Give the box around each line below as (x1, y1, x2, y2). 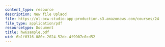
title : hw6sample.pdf (5, 30, 50, 35)
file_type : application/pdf (5, 21, 63, 26)
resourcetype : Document (5, 25, 54, 30)
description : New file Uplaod (5, 12, 67, 17)
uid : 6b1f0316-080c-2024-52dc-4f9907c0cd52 (5, 35, 96, 40)
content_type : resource (5, 7, 54, 12)
